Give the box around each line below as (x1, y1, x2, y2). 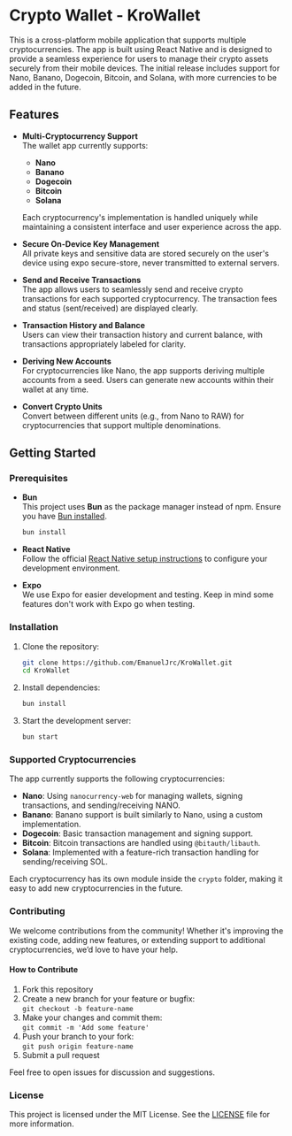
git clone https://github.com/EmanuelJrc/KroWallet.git (21, 658, 233, 667)
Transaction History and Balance (21, 319, 146, 330)
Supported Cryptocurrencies (9, 754, 137, 766)
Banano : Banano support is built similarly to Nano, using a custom (21, 810, 264, 820)
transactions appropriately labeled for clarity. (21, 338, 187, 349)
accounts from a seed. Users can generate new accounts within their (21, 374, 274, 385)
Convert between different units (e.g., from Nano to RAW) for (21, 411, 245, 421)
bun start (21, 733, 59, 741)
